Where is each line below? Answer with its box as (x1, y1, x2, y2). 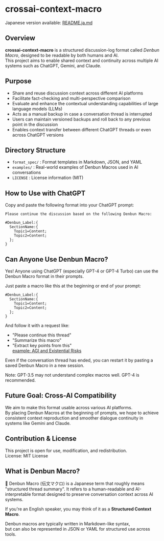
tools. (5, 531, 17, 537)
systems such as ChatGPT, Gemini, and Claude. (5, 62, 101, 68)
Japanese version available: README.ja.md (5, 20, 93, 26)
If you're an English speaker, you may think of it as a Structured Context (5, 506, 152, 512)
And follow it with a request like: (5, 323, 70, 328)
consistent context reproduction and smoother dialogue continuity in (5, 415, 143, 421)
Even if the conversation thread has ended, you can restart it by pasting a (5, 358, 153, 363)
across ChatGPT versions (12, 132, 64, 138)
